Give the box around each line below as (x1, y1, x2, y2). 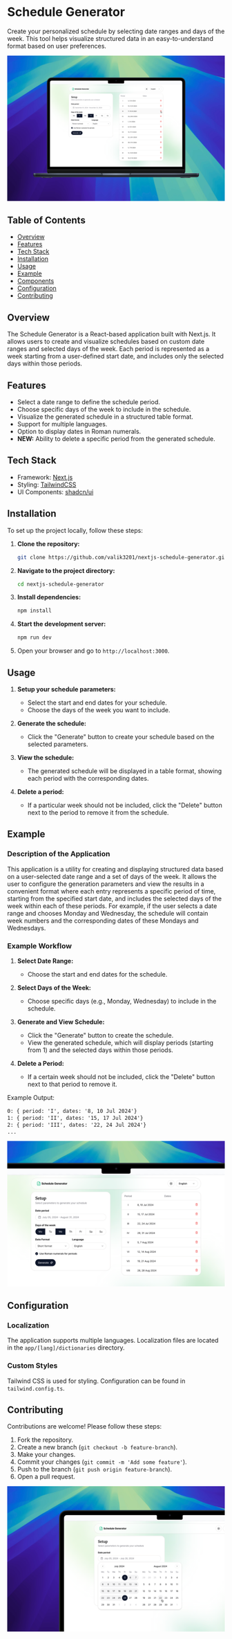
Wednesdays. (7, 923, 46, 932)
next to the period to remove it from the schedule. (27, 808, 169, 817)
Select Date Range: (17, 957, 74, 965)
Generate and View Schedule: (17, 1017, 105, 1026)
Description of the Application (7, 849, 110, 859)
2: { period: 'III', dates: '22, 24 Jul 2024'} (7, 1121, 147, 1128)
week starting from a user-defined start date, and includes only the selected (7, 352, 224, 361)
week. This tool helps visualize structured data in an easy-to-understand (7, 34, 214, 42)
